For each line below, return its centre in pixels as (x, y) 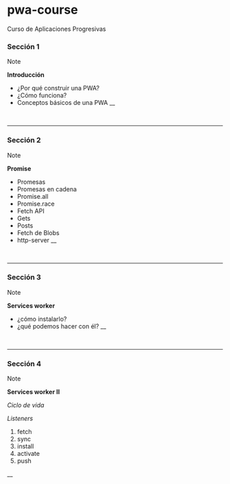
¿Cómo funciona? (42, 95)
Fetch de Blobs (38, 232)
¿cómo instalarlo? (42, 319)
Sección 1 (23, 47)
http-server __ (37, 240)
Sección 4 (24, 363)
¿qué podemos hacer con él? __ (62, 326)
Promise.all (33, 196)
